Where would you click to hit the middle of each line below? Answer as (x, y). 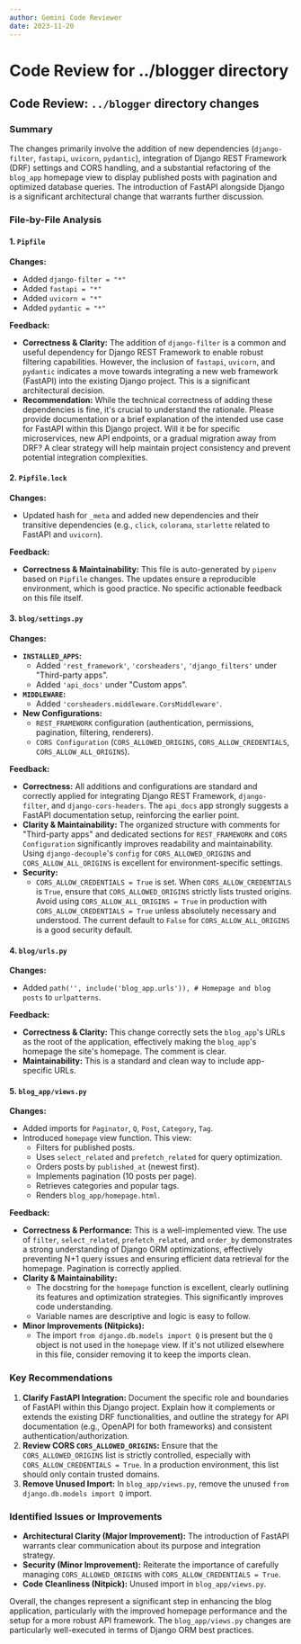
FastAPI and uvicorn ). (62, 534)
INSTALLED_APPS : (52, 656)
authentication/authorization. (76, 1435)
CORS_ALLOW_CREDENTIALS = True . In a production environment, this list (150, 1464)
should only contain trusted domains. (91, 1474)
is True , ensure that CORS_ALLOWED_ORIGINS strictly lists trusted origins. (164, 891)
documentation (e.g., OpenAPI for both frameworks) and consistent (147, 1426)
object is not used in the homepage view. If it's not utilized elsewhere (160, 1345)
